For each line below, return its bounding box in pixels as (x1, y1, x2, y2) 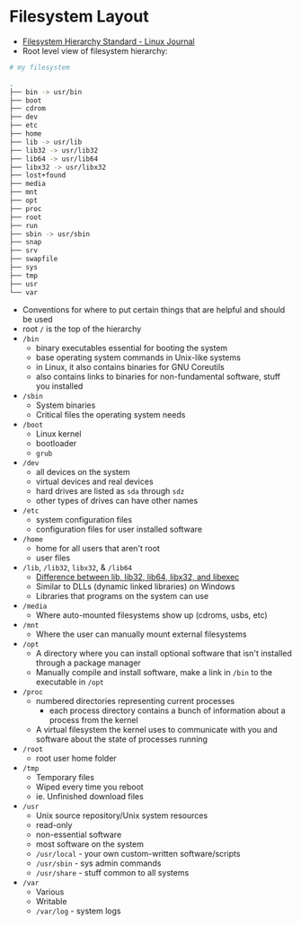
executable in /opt (35, 676, 105, 687)
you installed (35, 380, 84, 392)
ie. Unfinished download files (35, 790, 144, 801)
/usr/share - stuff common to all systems (35, 867, 190, 877)
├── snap (9, 238, 42, 247)
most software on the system (35, 838, 144, 850)
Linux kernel (35, 428, 82, 439)
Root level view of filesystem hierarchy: (22, 45, 168, 56)
